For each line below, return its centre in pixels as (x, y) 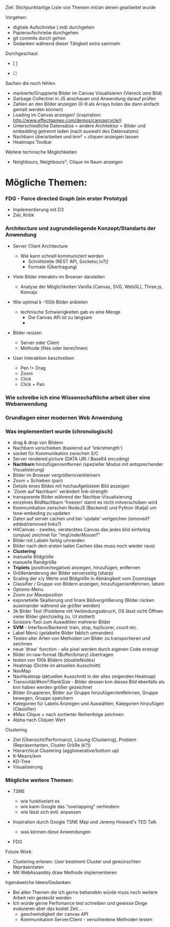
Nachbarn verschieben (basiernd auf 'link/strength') (68, 448)
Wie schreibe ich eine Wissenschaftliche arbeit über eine (78, 397)
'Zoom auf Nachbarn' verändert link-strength (60, 491)
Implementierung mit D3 (38, 210)
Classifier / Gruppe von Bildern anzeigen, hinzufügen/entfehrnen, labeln (89, 584)
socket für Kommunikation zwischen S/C (56, 453)
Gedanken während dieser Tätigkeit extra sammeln (66, 44)
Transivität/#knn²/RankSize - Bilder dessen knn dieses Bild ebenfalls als (89, 682)
